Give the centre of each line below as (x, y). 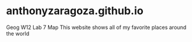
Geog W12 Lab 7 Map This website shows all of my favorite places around (96, 27)
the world (18, 33)
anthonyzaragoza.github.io (75, 11)
